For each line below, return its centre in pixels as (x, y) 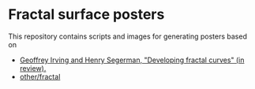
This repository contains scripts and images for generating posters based (127, 36)
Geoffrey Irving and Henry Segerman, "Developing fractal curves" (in (132, 60)
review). (33, 68)
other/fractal (40, 76)
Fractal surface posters (86, 15)
